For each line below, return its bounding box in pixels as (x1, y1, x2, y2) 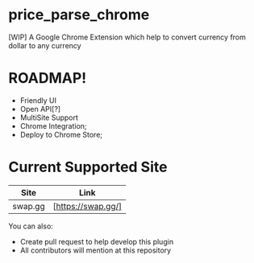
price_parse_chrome (8, 6, 150, 24)
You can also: (8, 221, 54, 231)
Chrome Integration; (19, 121, 87, 130)
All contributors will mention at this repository (19, 245, 172, 255)
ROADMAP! (8, 69, 87, 88)
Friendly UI (19, 95, 56, 105)
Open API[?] (19, 104, 61, 113)
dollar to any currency (8, 40, 82, 50)
